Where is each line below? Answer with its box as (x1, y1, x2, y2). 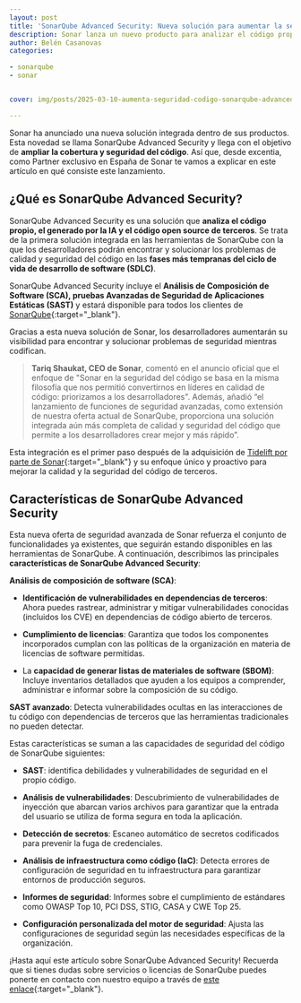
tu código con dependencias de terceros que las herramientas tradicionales (9, 712, 289, 722)
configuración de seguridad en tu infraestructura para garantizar (21, 865, 262, 876)
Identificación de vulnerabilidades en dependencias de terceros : (21, 592, 268, 603)
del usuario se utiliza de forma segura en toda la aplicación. (21, 811, 243, 822)
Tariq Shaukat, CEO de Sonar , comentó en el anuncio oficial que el (30, 362, 279, 373)
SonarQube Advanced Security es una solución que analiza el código (9, 215, 267, 226)
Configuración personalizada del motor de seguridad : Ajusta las (21, 919, 264, 930)
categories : (9, 47, 54, 56)
